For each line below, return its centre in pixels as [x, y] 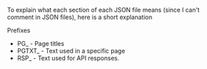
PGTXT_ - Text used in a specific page [71, 51]
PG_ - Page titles [40, 43]
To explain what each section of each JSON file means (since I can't [103, 10]
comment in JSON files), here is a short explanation [80, 17]
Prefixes [19, 30]
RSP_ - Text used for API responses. [68, 58]
